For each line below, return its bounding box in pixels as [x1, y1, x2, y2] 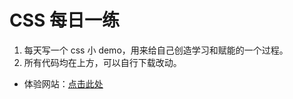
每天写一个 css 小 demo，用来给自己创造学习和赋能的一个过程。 [23, 44, 289, 56]
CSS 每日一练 [9, 9, 121, 32]
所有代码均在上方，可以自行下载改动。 [23, 56, 182, 68]
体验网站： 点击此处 [23, 77, 104, 90]
